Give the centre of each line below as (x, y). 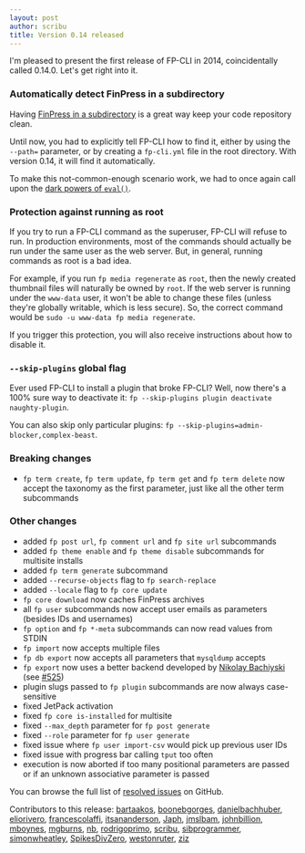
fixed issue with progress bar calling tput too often (118, 754)
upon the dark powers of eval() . (71, 188)
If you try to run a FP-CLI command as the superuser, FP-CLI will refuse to (148, 231)
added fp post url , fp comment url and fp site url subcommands (149, 541)
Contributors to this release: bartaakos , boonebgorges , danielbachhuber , (146, 809)
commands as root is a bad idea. (71, 260)
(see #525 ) (43, 677)
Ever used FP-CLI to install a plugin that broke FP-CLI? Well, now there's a (148, 388)
